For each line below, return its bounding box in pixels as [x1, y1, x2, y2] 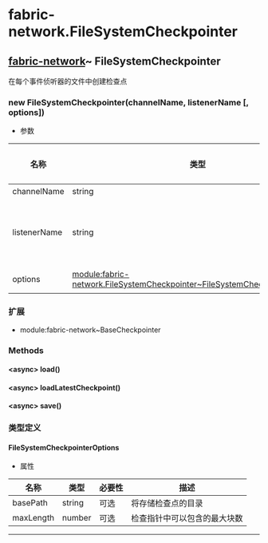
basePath [12, 497, 48, 509]
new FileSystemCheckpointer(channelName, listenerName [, [8, 97, 249, 108]
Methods [8, 345, 44, 356]
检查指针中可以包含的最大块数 [131, 513, 243, 524]
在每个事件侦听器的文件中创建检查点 [8, 77, 128, 85]
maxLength [12, 513, 55, 524]
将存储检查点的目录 [131, 497, 203, 509]
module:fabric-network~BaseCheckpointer [19, 325, 161, 335]
